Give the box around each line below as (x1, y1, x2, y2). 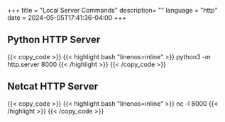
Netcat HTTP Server (7, 80, 99, 92)
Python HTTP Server (7, 34, 101, 46)
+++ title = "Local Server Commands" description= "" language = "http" (7, 6, 218, 14)
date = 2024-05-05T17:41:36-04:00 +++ (7, 13, 126, 22)
